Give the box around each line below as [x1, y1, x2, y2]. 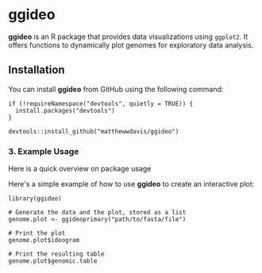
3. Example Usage [8, 145, 79, 156]
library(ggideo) [8, 194, 62, 203]
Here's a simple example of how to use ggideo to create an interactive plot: [8, 179, 255, 189]
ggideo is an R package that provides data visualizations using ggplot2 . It [8, 32, 249, 41]
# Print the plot [8, 229, 66, 237]
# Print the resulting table [8, 250, 105, 259]
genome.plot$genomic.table [8, 257, 98, 265]
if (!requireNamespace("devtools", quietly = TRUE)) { [8, 99, 194, 108]
